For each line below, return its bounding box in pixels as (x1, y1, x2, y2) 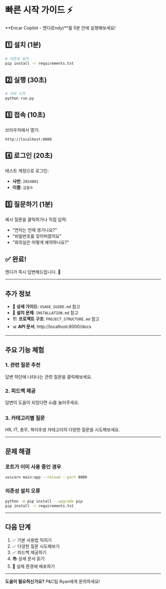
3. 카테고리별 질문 (5, 415, 45, 422)
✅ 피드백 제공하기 (12, 549, 47, 555)
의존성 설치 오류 (5, 487, 41, 494)
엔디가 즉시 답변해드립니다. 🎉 (5, 269, 61, 275)
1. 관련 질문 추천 (5, 361, 41, 368)
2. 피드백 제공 (5, 387, 36, 394)
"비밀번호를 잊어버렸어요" (12, 233, 62, 239)
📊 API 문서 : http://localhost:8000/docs (12, 324, 91, 330)
